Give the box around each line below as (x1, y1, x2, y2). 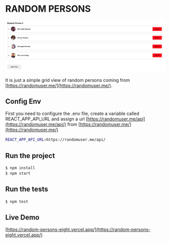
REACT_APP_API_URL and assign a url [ (5, 116, 88, 122)
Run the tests (5, 185, 48, 194)
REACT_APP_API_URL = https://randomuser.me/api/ (5, 137, 106, 142)
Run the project (5, 151, 55, 160)
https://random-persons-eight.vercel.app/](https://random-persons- (7, 227, 151, 233)
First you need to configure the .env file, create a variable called (5, 110, 139, 117)
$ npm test (5, 199, 29, 204)
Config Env (5, 97, 42, 106)
